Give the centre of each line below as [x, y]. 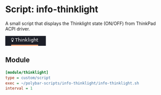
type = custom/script [28, 78]
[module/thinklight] [27, 72]
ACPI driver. [18, 28]
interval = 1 [19, 88]
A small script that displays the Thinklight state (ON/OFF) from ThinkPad [80, 23]
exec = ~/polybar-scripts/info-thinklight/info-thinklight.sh [72, 83]
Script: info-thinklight [52, 9]
